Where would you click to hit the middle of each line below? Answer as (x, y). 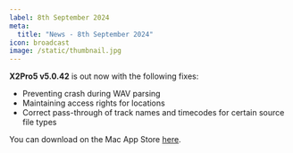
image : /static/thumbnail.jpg (66, 51)
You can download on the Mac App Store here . (95, 140)
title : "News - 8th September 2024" (85, 34)
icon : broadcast (39, 42)
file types (39, 123)
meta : (19, 26)
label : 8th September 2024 (59, 17)
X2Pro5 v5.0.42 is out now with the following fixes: (104, 76)
